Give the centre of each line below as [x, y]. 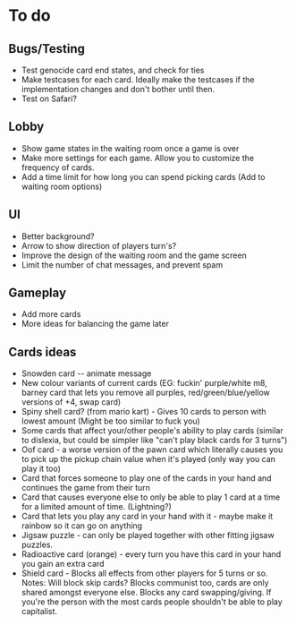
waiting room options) [62, 186]
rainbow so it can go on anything [82, 526]
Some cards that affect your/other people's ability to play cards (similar [152, 431]
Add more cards [51, 314]
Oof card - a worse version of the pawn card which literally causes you [152, 449]
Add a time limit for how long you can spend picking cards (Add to [143, 176]
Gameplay [38, 293]
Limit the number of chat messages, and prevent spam [122, 264]
